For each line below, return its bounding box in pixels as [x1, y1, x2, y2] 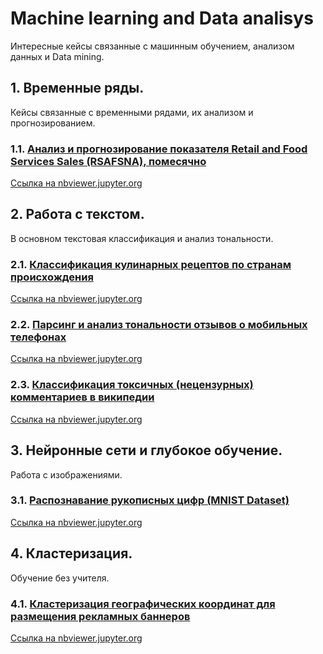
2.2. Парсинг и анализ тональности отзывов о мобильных [10, 318, 308, 332]
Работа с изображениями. [10, 468, 123, 481]
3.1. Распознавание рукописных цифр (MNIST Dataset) [10, 493, 290, 507]
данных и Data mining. [10, 50, 105, 62]
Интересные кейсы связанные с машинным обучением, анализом [10, 40, 295, 52]
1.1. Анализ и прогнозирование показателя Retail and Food [10, 142, 308, 156]
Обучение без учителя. [10, 572, 110, 584]
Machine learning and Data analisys [10, 7, 314, 30]
